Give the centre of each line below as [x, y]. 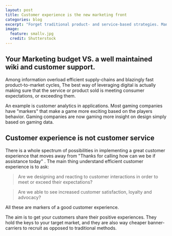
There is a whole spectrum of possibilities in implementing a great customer [85, 150]
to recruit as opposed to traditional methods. [70, 228]
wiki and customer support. [50, 67]
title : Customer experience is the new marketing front [66, 15]
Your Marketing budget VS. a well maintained [79, 59]
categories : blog [24, 19]
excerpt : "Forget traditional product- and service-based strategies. [82, 24]
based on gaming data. [30, 122]
